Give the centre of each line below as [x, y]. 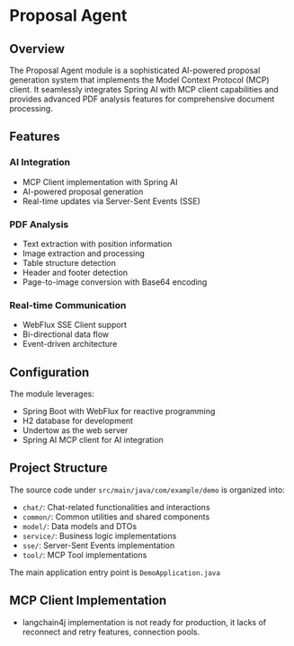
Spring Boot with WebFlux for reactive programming [119, 411]
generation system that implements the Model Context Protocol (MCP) [139, 80]
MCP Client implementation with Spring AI [100, 181]
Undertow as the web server [75, 430]
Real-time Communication [68, 305]
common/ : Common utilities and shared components [116, 517]
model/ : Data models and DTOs [80, 526]
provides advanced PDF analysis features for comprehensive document [142, 99]
